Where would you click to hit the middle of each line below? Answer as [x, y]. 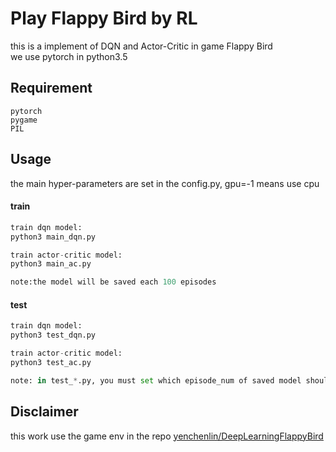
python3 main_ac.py [51, 264]
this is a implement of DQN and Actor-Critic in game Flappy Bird [141, 46]
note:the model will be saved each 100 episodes [113, 282]
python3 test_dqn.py [53, 335]
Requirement [51, 88]
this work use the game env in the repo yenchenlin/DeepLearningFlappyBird [167, 436]
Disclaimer [44, 412]
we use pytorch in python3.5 [69, 56]
